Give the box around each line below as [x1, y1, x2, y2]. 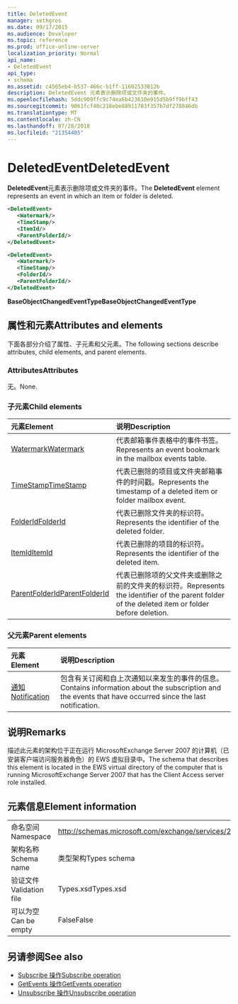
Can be [11, 916, 35, 926]
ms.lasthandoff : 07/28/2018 [7, 122, 91, 130]
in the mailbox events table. [115, 454, 208, 464]
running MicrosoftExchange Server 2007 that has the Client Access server [7, 771, 225, 779]
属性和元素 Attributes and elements [7, 320, 163, 332]
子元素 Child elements [7, 401, 83, 411]
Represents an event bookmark [115, 445, 220, 454]
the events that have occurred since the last [59, 691, 207, 701]
